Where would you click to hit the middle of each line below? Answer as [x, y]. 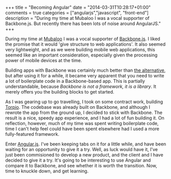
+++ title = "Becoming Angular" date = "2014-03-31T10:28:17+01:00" [78, 7]
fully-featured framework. [32, 134]
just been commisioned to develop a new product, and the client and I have [84, 155]
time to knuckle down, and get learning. [47, 171]
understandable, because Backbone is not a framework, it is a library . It [81, 86]
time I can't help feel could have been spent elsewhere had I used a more [82, 129]
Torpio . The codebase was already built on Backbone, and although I [78, 107]
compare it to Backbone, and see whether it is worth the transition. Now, [81, 166]
